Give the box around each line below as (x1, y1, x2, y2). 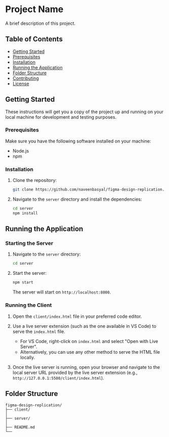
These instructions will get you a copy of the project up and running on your (5, 109, 163, 115)
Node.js (12, 148, 29, 154)
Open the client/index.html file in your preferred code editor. (12, 313, 142, 319)
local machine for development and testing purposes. (5, 114, 117, 120)
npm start (12, 280, 34, 285)
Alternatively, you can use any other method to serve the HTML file (20, 349, 160, 355)
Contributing (12, 75, 39, 81)
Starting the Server (5, 240, 54, 247)
